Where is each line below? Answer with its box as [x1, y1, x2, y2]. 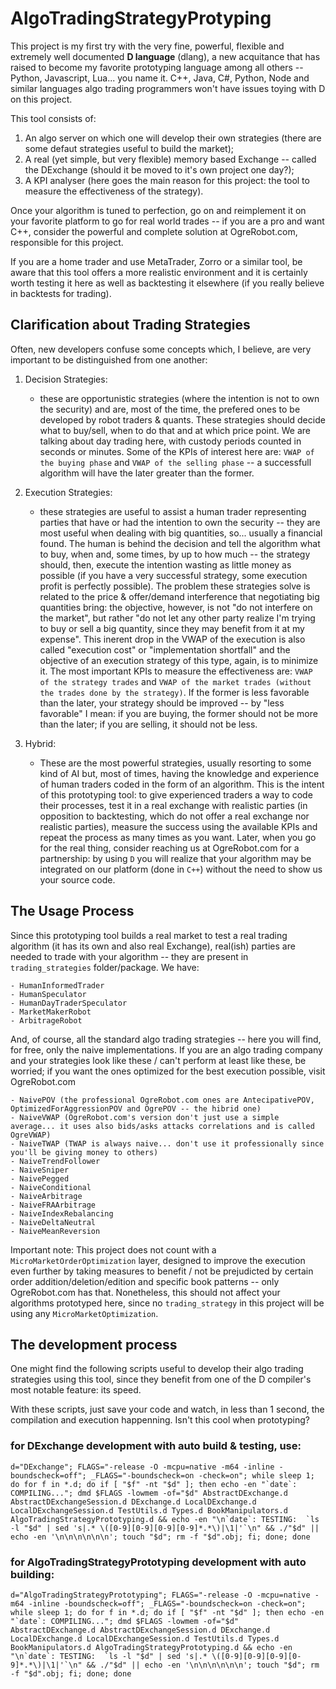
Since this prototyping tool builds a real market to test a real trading [10, 929, 288, 941]
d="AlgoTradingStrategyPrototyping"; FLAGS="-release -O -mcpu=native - [10, 1590, 320, 1600]
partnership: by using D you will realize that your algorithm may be [39, 852, 312, 864]
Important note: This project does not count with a [10, 1243, 217, 1256]
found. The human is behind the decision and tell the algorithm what [39, 537, 321, 549]
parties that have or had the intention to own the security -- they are [39, 516, 321, 528]
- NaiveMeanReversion [10, 1226, 101, 1236]
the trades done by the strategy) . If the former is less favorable [39, 686, 310, 698]
